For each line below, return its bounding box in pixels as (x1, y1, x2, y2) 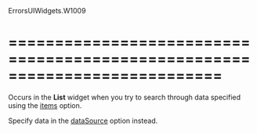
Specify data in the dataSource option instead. (8, 116, 158, 125)
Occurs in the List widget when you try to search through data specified (8, 92, 241, 102)
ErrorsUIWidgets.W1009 (8, 6, 86, 15)
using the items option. (8, 100, 82, 110)
